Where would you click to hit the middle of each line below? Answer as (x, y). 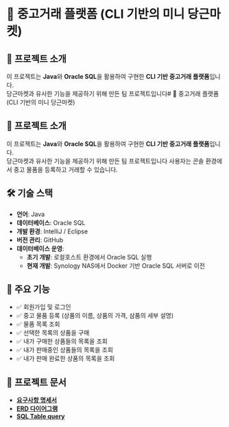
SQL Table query (41, 417)
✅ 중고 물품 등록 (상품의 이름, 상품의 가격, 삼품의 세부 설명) (95, 316)
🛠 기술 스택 (29, 193)
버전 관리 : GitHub (40, 240)
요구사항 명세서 (37, 400)
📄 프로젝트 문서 (36, 382)
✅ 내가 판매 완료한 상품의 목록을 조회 (65, 358)
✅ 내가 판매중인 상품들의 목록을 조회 (65, 350)
